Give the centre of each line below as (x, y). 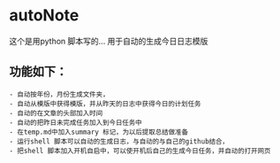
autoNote (44, 16)
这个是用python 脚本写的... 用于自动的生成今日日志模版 (109, 41)
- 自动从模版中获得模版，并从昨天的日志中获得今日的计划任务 (105, 104)
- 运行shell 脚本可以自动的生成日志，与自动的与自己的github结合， (119, 141)
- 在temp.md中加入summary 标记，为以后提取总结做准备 (98, 132)
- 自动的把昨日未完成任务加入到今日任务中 (76, 122)
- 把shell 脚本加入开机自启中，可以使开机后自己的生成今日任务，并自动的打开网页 (140, 151)
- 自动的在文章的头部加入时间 (56, 113)
